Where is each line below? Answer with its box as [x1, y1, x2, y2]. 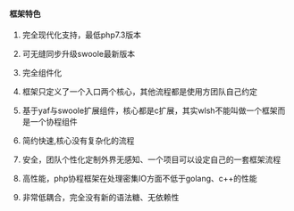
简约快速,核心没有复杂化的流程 [21, 135, 135, 146]
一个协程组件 [29, 117, 78, 127]
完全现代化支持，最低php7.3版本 [21, 29, 141, 40]
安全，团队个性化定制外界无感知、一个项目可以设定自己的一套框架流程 [21, 154, 281, 165]
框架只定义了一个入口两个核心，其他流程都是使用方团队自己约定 [21, 86, 257, 97]
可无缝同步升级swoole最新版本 [21, 49, 136, 60]
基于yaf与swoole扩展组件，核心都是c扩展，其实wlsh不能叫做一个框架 [21, 105, 279, 116]
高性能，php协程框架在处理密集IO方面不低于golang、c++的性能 [21, 174, 257, 184]
